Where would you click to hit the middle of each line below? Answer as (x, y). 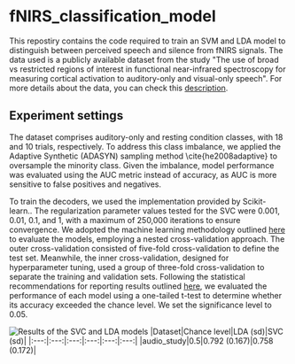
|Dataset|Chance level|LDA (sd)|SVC (217, 331)
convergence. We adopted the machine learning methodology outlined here (147, 229)
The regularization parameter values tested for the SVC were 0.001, (157, 211)
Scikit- (254, 201)
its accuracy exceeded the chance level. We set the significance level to (140, 305)
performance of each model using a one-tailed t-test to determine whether (145, 295)
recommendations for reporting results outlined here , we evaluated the (138, 286)
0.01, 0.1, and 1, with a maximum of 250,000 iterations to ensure (125, 220)
